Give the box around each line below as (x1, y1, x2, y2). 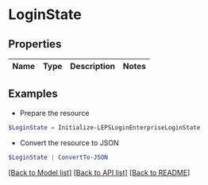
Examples (8, 87, 58, 101)
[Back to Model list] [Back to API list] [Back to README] (8, 168, 191, 177)
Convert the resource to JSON (19, 137, 119, 148)
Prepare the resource (19, 108, 90, 118)
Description (70, 61, 115, 71)
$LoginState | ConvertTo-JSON (8, 153, 109, 161)
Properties (8, 37, 62, 51)
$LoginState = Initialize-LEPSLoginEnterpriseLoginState (8, 123, 201, 132)
